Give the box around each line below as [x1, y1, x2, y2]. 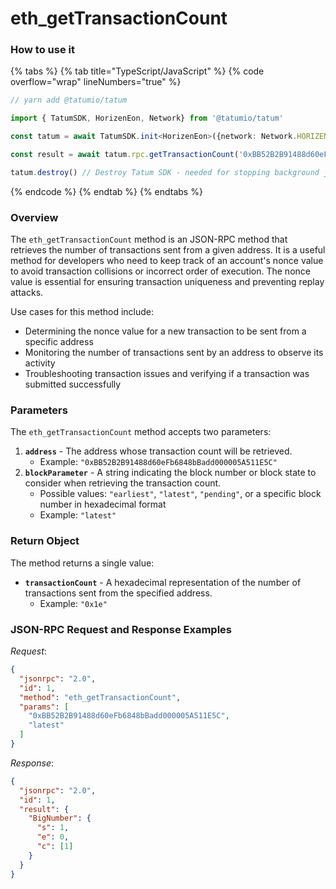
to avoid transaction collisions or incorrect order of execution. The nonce [10, 265, 311, 277]
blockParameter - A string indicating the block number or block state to [24, 467, 317, 479]
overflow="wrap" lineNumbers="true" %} [10, 76, 182, 88]
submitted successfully [24, 378, 122, 391]
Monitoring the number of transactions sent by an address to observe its [24, 347, 324, 359]
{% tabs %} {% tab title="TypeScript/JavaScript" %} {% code [10, 65, 265, 77]
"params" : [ [19, 702, 70, 712]
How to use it [10, 43, 75, 57]
